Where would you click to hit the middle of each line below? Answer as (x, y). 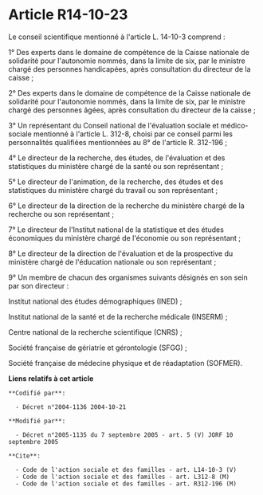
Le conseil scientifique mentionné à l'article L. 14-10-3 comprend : (117, 37)
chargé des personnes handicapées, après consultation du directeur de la (130, 69)
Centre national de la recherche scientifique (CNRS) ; (96, 332)
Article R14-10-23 (68, 15)
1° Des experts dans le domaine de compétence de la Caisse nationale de (129, 52)
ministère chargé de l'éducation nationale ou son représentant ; (112, 261)
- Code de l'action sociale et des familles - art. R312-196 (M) (126, 484)
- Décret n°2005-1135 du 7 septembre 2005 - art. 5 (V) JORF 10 (124, 435)
